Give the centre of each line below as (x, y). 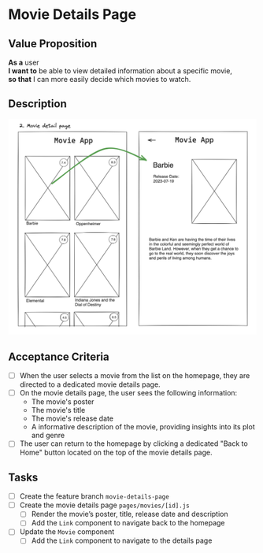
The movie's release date (72, 418)
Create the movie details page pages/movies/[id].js (105, 505)
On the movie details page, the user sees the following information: (128, 393)
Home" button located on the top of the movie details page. (116, 453)
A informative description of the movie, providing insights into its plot (143, 427)
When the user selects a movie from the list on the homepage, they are (135, 376)
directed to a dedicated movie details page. (90, 384)
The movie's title (58, 410)
